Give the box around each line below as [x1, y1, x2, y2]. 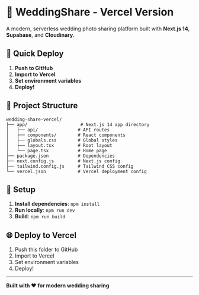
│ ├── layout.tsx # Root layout [6, 142, 113, 148]
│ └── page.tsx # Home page [6, 147, 108, 153]
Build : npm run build [14, 213, 66, 220]
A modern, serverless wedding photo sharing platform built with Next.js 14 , [6, 25, 190, 32]
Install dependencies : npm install [14, 200, 100, 208]
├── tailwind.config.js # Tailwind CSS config [6, 163, 134, 169]
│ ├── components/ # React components [6, 132, 126, 138]
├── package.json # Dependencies [6, 153, 115, 159]
